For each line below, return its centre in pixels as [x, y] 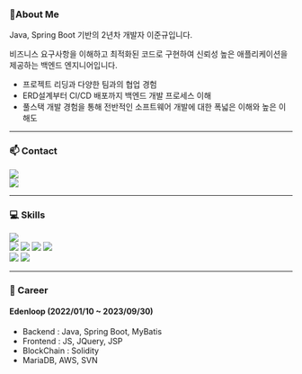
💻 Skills [27, 215]
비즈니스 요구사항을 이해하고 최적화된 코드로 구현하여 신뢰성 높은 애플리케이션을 [149, 54]
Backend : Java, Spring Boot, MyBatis [92, 332]
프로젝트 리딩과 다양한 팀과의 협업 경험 [89, 85]
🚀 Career [29, 289]
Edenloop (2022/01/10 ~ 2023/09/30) [81, 312]
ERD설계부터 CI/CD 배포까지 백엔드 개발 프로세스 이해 [117, 96]
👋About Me [35, 14]
